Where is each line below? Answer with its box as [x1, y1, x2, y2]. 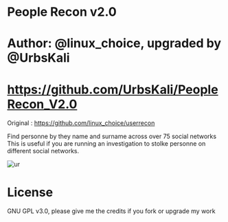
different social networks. [7, 147, 80, 155]
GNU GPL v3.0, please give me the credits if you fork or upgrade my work [7, 207, 216, 215]
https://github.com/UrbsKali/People [7, 82, 218, 97]
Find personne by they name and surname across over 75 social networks [7, 132, 217, 141]
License [7, 184, 54, 200]
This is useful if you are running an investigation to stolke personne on [7, 140, 206, 148]
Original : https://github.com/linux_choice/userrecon [7, 119, 155, 127]
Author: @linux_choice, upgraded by [7, 36, 222, 52]
